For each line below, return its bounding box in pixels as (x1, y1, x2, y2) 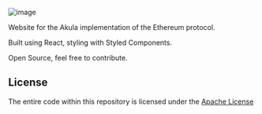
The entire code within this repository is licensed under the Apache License (8, 97, 254, 106)
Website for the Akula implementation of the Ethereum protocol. (8, 23, 215, 31)
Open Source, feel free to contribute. (8, 53, 128, 62)
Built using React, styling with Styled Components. (8, 38, 172, 47)
